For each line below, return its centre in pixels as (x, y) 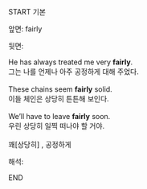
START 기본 (27, 12)
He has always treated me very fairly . (71, 62)
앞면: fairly (25, 29)
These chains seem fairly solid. (60, 89)
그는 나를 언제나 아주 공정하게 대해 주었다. (73, 72)
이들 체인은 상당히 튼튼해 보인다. (59, 99)
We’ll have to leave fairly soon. (59, 116)
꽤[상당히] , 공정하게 (40, 144)
